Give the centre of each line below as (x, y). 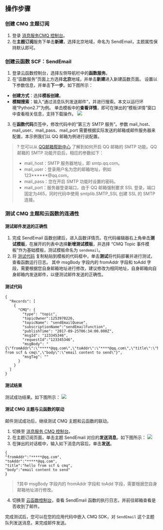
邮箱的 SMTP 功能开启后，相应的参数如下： (60, 153)
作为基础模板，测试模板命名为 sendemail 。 (61, 250)
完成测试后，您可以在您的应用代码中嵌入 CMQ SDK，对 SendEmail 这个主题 (80, 516)
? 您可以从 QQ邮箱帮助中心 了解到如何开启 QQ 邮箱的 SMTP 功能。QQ (87, 147)
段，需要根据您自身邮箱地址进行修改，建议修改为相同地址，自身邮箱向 (82, 268)
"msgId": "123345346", (45, 335)
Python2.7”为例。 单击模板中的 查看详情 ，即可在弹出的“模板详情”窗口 (87, 108)
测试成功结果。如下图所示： (33, 397)
